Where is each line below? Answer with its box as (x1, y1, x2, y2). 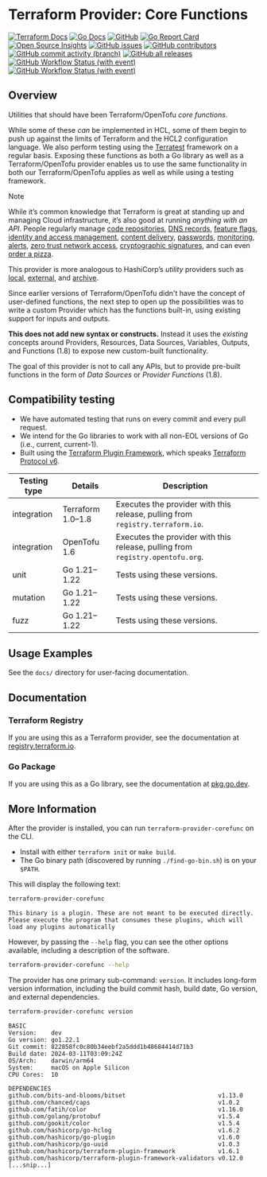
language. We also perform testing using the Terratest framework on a (8, 142, 238, 152)
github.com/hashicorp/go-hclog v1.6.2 (8, 1126, 240, 1134)
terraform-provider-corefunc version (8, 1008, 133, 1016)
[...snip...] (8, 1161, 52, 1169)
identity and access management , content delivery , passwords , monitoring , (8, 232, 255, 242)
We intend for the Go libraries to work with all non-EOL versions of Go (19, 431, 249, 441)
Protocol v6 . (19, 456, 60, 466)
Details (71, 480, 99, 491)
